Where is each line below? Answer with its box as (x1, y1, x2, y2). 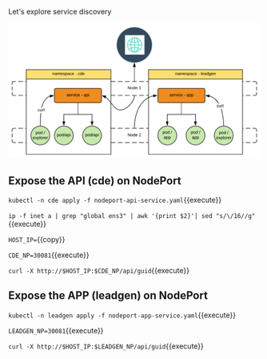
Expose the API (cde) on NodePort (8, 174, 181, 188)
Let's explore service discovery (8, 7, 112, 16)
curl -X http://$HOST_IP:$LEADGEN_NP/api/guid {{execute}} (8, 341, 204, 351)
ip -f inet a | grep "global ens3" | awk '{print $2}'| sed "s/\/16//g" (8, 212, 256, 220)
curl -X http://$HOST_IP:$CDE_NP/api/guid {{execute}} (8, 266, 190, 276)
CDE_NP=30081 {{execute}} (8, 250, 90, 260)
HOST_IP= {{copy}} (8, 235, 66, 244)
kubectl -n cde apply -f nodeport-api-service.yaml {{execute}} (8, 196, 222, 205)
